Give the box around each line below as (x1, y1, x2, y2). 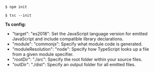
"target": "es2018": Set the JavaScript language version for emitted (12, 31, 148, 36)
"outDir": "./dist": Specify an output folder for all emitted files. (12, 62, 136, 67)
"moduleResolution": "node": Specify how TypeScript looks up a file (12, 46, 149, 52)
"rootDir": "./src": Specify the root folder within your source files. (12, 57, 143, 62)
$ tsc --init (5, 13, 32, 18)
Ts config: (5, 22, 26, 27)
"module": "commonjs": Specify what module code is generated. (12, 41, 143, 47)
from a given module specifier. (12, 51, 74, 57)
